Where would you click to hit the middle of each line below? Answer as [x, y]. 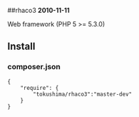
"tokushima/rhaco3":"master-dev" [83, 94]
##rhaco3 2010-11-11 [38, 10]
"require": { [40, 88]
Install [21, 47]
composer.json [34, 67]
